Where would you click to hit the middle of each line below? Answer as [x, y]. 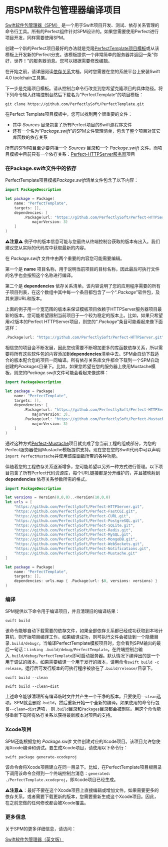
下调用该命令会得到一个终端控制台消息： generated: [58, 773]
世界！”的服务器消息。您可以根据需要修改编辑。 [63, 61]
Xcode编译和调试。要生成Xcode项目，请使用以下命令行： [69, 747]
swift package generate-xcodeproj [41, 757]
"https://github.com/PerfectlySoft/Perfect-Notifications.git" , [82, 549]
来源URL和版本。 [27, 299]
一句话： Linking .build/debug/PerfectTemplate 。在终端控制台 [74, 650]
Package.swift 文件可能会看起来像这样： [68, 372]
